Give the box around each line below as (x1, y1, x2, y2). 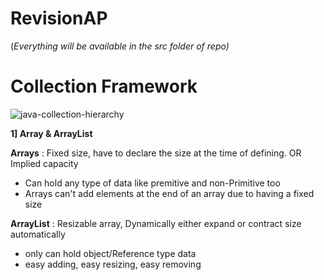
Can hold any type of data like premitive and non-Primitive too (24, 177, 281, 189)
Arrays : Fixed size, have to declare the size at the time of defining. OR (10, 147, 302, 159)
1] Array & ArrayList (10, 127, 93, 139)
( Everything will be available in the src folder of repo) (10, 40, 230, 52)
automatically (10, 228, 66, 240)
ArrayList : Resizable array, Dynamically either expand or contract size (10, 217, 302, 229)
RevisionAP (10, 7, 108, 30)
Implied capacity (10, 157, 79, 169)
